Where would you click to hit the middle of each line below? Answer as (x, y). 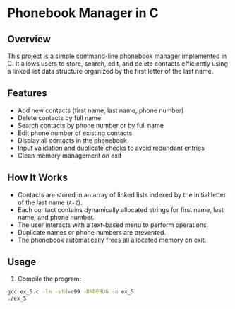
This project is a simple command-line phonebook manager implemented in (117, 56)
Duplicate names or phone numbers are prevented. (92, 232)
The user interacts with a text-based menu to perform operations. (113, 225)
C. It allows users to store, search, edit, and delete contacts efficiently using (117, 64)
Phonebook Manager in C (83, 13)
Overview (29, 39)
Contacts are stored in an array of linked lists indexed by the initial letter (122, 194)
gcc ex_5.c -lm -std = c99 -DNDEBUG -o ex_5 (71, 292)
